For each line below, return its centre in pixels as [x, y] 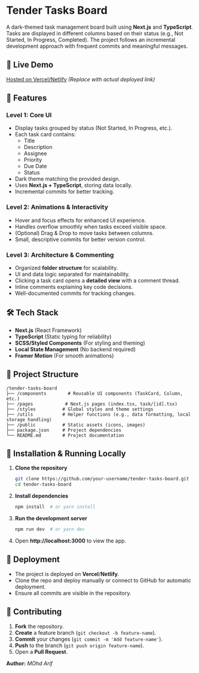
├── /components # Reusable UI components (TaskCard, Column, [95, 393]
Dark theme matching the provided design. [68, 179]
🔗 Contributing [34, 612]
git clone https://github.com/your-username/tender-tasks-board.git [102, 479]
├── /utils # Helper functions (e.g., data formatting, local [99, 414]
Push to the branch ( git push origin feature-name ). [79, 645]
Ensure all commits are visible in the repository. [73, 593]
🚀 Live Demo [30, 65]
